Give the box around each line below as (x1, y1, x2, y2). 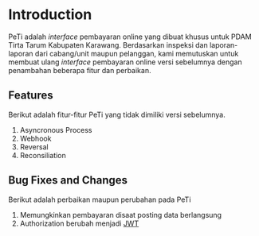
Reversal (19, 141, 49, 152)
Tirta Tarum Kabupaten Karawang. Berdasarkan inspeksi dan (8, 40, 209, 49)
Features (8, 89, 53, 103)
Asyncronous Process (19, 125, 93, 134)
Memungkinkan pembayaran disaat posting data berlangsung (19, 210, 222, 219)
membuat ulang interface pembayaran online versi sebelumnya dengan (8, 57, 242, 67)
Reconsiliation (19, 150, 66, 160)
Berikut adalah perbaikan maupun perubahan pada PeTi (8, 195, 191, 204)
